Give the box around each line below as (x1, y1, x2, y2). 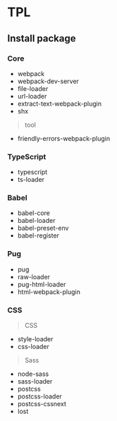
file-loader (17, 84, 49, 92)
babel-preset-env (17, 224, 69, 233)
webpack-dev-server (17, 77, 80, 85)
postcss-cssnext (17, 400, 67, 408)
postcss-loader (17, 392, 62, 401)
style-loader (17, 335, 54, 343)
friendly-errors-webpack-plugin (17, 134, 111, 142)
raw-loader (17, 272, 51, 281)
